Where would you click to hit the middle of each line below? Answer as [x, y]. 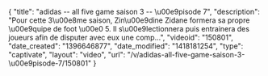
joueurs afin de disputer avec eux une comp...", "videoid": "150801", [121, 37]
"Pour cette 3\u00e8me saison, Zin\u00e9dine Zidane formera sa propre [129, 20]
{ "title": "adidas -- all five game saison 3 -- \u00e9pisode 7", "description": [134, 12]
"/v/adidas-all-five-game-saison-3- [186, 55]
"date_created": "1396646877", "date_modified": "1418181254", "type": [126, 46]
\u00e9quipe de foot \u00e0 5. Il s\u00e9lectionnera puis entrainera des [129, 29]
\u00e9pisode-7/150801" [50, 63]
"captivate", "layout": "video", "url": [67, 55]
